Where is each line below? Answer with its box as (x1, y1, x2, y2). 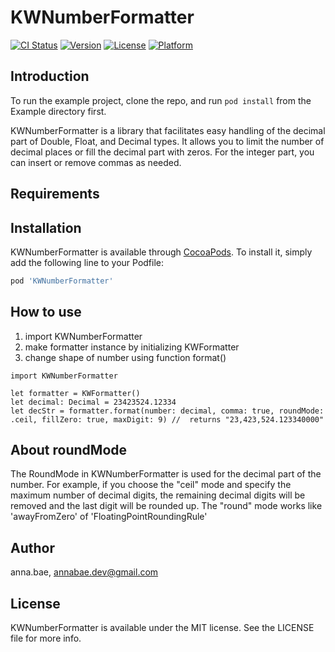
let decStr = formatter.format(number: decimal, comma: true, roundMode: (10, 406, 325, 416)
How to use (10, 304, 82, 321)
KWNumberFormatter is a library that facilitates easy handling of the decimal (10, 124, 326, 136)
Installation (10, 219, 82, 236)
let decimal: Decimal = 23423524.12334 (10, 397, 177, 407)
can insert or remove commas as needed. (10, 156, 182, 168)
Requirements (10, 186, 100, 203)
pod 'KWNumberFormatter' (10, 276, 114, 286)
